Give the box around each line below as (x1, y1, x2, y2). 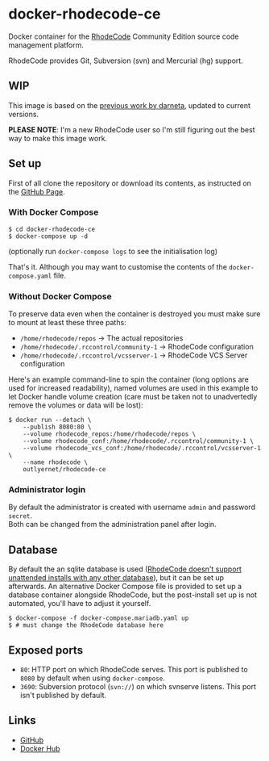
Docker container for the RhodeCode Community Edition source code (8, 31, 239, 41)
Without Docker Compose (8, 291, 112, 302)
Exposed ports (8, 643, 83, 657)
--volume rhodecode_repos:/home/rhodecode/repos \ (23, 430, 197, 438)
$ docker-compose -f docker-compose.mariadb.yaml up (8, 614, 189, 622)
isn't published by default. (19, 691, 107, 700)
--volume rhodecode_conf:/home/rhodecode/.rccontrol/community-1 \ (23, 437, 254, 445)
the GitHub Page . (8, 186, 66, 196)
